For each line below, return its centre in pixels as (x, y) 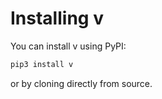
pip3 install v (42, 64)
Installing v (57, 18)
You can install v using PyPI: (68, 46)
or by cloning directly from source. (81, 83)
